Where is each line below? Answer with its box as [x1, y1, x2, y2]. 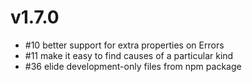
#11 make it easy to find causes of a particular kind [24, 49, 234, 61]
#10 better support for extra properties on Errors [24, 39, 225, 51]
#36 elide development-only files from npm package [24, 60, 242, 72]
